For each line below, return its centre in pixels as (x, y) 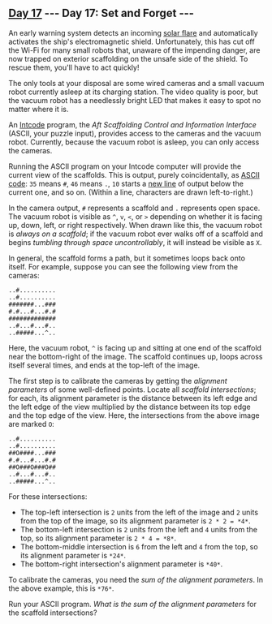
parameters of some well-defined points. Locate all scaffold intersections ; (132, 389)
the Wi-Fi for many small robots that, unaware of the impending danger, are (134, 50)
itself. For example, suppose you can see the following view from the (123, 266)
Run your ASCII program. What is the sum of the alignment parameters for (133, 604)
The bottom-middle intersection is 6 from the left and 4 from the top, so (139, 546)
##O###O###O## (32, 467)
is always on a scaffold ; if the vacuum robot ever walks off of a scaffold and (136, 234)
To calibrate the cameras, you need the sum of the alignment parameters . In (136, 579)
